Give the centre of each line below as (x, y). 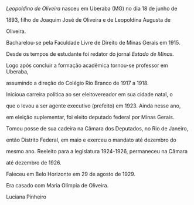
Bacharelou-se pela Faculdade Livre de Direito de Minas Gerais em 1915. (93, 43)
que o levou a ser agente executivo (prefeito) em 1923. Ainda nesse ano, (93, 106)
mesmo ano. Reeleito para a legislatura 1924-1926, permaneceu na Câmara (97, 151)
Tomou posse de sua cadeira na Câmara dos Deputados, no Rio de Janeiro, (97, 128)
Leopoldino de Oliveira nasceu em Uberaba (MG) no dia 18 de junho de (92, 9)
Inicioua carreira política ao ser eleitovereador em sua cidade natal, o (89, 94)
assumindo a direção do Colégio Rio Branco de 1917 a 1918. (77, 83)
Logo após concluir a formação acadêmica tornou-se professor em (87, 65)
